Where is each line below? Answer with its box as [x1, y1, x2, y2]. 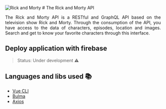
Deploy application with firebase [5, 44, 107, 53]
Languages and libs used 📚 [5, 73, 92, 81]
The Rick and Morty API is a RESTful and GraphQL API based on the [5, 14, 161, 20]
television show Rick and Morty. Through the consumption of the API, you [5, 20, 161, 25]
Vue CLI [12, 88, 29, 94]
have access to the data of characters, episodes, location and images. [5, 25, 161, 31]
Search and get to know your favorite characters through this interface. [5, 30, 150, 36]
